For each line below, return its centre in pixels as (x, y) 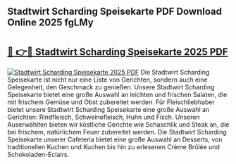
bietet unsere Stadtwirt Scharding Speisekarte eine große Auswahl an (108, 109)
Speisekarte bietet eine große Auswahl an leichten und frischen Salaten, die (117, 95)
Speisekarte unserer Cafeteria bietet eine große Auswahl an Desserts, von (115, 139)
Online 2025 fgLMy (50, 23)
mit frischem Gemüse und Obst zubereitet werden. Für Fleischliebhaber (111, 102)
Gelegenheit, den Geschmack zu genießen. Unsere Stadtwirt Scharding (111, 87)
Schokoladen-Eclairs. (38, 154)
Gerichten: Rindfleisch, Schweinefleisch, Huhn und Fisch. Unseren (104, 117)
